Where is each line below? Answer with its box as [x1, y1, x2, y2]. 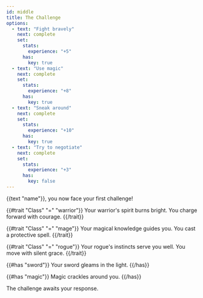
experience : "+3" [28, 167, 72, 173]
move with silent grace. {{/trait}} [6, 249, 87, 257]
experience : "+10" [28, 127, 75, 134]
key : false [28, 178, 56, 185]
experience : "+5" [28, 49, 72, 55]
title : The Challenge [6, 15, 61, 21]
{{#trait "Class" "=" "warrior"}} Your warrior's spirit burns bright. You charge [6, 206, 198, 214]
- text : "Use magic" [12, 65, 64, 72]
